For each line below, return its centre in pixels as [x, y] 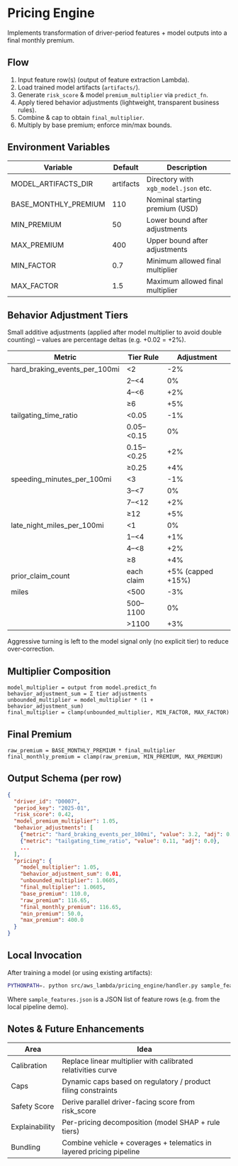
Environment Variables [59, 147]
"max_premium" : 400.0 [52, 920]
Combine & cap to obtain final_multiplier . [81, 117]
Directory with [170, 179]
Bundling [26, 1147]
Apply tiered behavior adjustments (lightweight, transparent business [118, 102]
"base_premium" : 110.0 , [55, 893]
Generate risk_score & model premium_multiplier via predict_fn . [113, 94]
